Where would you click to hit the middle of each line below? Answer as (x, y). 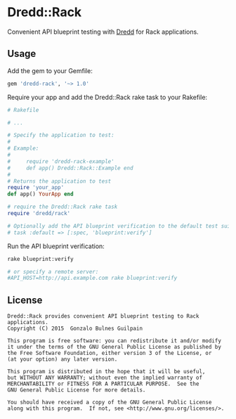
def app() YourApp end (40, 194)
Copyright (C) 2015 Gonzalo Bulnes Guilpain (75, 329)
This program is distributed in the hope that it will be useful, (106, 372)
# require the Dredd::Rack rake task (63, 207)
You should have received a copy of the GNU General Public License (110, 402)
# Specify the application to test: (61, 135)
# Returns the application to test (59, 181)
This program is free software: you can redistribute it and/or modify (114, 341)
